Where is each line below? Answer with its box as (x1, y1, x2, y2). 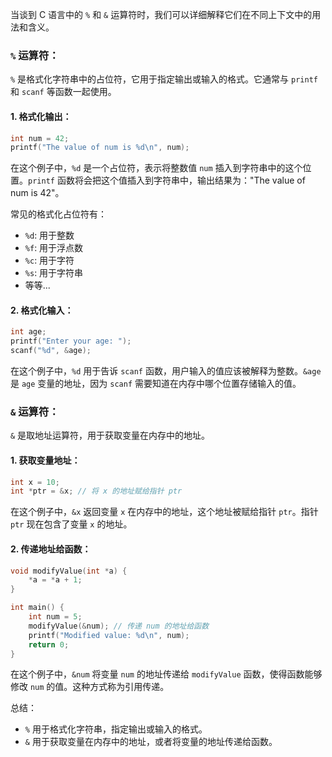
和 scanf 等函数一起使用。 (10, 86, 117, 98)
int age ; (10, 327, 47, 337)
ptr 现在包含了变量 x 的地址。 (10, 518, 133, 530)
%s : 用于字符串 (24, 267, 84, 279)
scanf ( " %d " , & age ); (10, 346, 92, 356)
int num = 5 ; (28, 612, 83, 622)
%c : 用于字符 (24, 254, 75, 267)
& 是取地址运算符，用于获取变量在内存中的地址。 (10, 429, 211, 442)
